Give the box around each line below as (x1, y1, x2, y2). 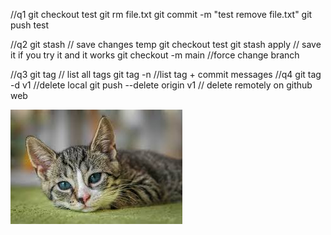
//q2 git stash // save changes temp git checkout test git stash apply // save (10, 39, 322, 50)
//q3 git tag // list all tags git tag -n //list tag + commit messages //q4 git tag (10, 69, 322, 80)
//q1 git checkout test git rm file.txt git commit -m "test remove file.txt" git (10, 9, 313, 20)
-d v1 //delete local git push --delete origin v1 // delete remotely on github (10, 79, 313, 91)
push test (10, 19, 50, 31)
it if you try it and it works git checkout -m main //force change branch (10, 49, 300, 61)
